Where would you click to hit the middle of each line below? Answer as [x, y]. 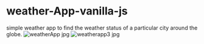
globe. [14, 34]
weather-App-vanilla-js [67, 11]
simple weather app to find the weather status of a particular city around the [102, 28]
